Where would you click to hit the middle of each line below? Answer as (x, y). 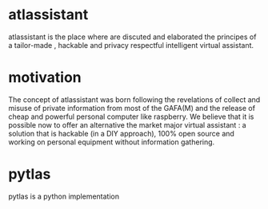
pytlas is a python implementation (64, 196)
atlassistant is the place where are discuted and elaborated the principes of (132, 37)
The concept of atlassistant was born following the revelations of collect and (134, 99)
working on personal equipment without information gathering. (112, 142)
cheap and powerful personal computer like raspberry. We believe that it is (131, 116)
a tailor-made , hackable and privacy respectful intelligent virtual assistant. (131, 45)
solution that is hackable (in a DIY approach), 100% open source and (121, 133)
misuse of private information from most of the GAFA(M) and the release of (132, 108)
